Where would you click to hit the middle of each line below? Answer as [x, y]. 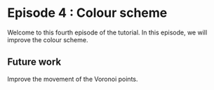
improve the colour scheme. [48, 39]
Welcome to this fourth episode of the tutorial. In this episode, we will [107, 32]
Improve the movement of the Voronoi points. [73, 79]
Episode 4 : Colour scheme [87, 13]
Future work [34, 62]
